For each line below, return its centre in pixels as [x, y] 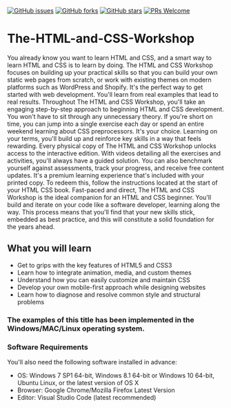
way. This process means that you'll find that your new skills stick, [101, 212]
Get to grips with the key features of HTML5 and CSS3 [94, 265]
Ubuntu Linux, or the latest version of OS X [78, 382]
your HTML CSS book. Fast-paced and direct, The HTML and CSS [101, 189]
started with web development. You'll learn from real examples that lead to [113, 94]
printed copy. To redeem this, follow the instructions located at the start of [113, 183]
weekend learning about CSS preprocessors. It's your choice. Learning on [112, 131]
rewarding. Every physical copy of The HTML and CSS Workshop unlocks [112, 146]
